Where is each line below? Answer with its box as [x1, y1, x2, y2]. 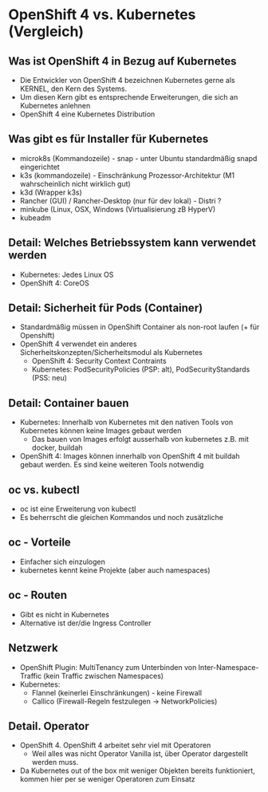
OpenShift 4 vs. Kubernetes [8, 6, 196, 24]
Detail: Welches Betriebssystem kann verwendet [8, 236, 257, 250]
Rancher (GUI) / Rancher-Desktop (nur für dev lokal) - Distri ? [19, 195, 222, 205]
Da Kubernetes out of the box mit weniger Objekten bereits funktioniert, [19, 766, 255, 775]
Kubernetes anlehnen [19, 101, 91, 110]
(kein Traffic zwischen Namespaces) [43, 671, 164, 680]
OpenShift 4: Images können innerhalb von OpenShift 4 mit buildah [19, 451, 240, 461]
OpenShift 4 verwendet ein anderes [19, 339, 137, 349]
